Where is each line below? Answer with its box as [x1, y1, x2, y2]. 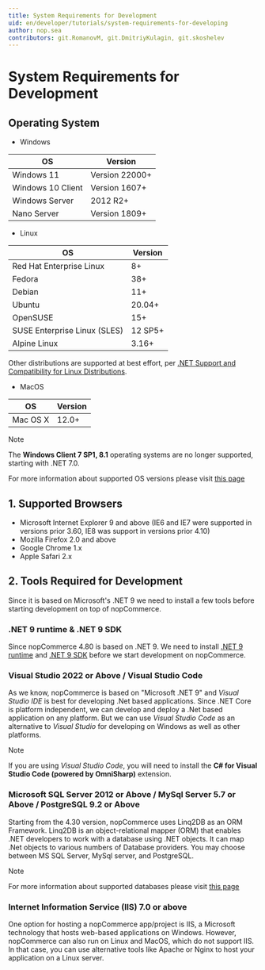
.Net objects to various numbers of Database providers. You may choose [8, 842, 245, 852]
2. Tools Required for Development [8, 574, 184, 588]
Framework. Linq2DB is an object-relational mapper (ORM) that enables [8, 826, 241, 835]
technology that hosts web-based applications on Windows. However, [8, 928, 237, 937]
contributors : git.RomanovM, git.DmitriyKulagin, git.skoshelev [8, 33, 225, 42]
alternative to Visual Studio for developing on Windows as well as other [8, 722, 240, 731]
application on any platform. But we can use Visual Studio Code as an [8, 713, 236, 723]
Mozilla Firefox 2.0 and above [19, 535, 116, 544]
